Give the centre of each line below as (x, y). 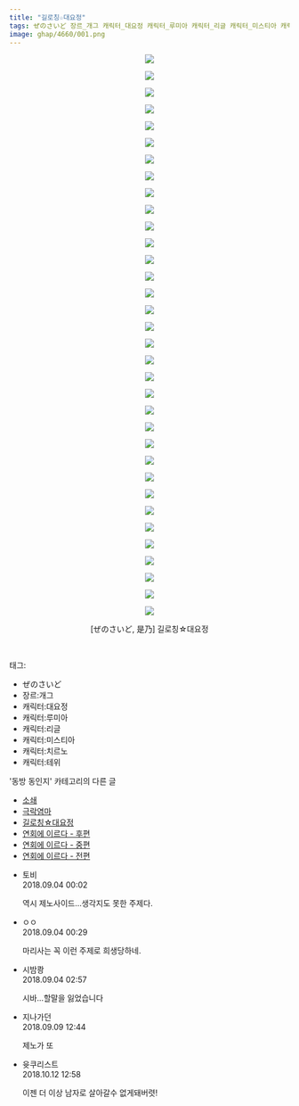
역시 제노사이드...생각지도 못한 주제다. (87, 904)
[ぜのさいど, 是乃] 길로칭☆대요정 (149, 629)
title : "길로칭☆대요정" (48, 17)
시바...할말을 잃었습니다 (63, 998)
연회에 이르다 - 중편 (56, 845)
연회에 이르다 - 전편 (56, 856)
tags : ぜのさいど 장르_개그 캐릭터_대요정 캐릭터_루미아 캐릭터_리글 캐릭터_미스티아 (143, 26)
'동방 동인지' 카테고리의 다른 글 (63, 781)
